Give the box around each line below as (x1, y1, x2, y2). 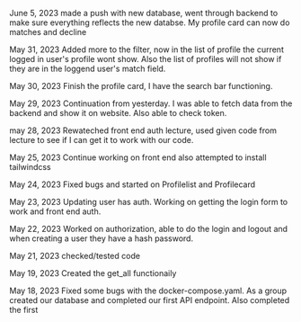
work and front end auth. (9, 206, 102, 217)
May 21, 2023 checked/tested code (9, 251, 141, 261)
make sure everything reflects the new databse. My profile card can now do (9, 17, 290, 28)
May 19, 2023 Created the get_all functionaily (9, 268, 177, 278)
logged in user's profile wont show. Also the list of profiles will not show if (9, 54, 282, 64)
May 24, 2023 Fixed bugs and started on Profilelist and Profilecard (9, 179, 256, 190)
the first (9, 305, 39, 315)
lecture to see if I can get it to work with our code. (9, 135, 194, 145)
